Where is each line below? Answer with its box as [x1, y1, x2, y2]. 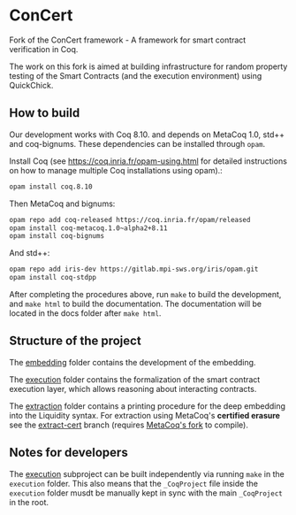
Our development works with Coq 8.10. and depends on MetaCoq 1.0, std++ [9, 129, 285, 140]
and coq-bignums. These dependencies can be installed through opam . [9, 138, 266, 149]
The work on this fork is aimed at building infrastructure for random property [9, 61, 288, 72]
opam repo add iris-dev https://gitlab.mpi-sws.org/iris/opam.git [9, 265, 259, 274]
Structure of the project [9, 334, 141, 349]
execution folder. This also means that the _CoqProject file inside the [9, 478, 259, 488]
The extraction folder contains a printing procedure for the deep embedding [9, 400, 285, 411]
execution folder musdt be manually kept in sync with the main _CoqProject [9, 488, 283, 498]
